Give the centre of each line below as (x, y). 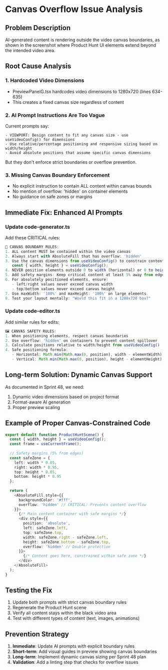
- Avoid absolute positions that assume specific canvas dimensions (78, 153)
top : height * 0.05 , (35, 472)
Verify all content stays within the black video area (64, 613)
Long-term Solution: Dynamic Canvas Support (79, 375)
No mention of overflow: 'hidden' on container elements (70, 191)
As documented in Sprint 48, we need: (45, 387)
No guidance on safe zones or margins (52, 197)
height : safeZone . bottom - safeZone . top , (67, 542)
